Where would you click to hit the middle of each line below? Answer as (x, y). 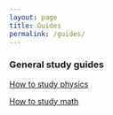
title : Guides (36, 26)
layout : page (33, 17)
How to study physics (49, 84)
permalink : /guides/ (48, 34)
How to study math (44, 101)
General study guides (56, 65)
